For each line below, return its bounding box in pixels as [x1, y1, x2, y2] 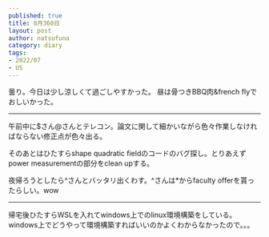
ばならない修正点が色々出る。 [8, 131, 106, 141]
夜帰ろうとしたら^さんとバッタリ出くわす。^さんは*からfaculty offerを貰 [8, 175, 248, 185]
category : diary [8, 42, 62, 50]
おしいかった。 [8, 97, 58, 106]
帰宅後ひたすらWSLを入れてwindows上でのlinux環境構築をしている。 [8, 210, 237, 219]
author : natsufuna [8, 34, 70, 42]
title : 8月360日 [8, 19, 60, 27]
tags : [8, 49, 26, 57]
